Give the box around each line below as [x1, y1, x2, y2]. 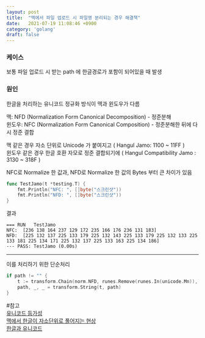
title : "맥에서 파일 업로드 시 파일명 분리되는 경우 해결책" [6, 15, 141, 21]
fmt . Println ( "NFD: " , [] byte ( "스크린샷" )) [17, 192, 122, 198]
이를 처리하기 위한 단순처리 [6, 261, 70, 268]
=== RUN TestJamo [6, 222, 56, 228]
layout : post [6, 9, 40, 15]
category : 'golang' [6, 26, 56, 32]
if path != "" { [6, 273, 48, 279]
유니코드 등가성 [6, 309, 43, 317]
